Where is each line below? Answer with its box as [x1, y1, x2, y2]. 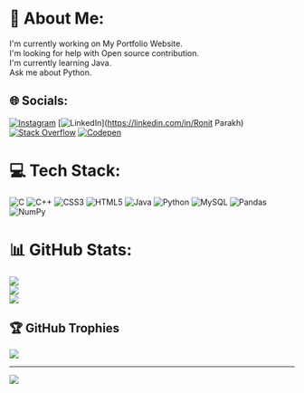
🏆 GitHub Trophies [9, 321, 120, 336]
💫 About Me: [9, 8, 105, 29]
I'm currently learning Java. [9, 57, 112, 68]
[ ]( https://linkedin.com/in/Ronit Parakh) [57, 117, 244, 128]
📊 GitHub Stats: [9, 239, 133, 260]
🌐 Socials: [9, 93, 69, 109]
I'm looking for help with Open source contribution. [9, 47, 199, 58]
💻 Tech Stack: [9, 160, 121, 180]
